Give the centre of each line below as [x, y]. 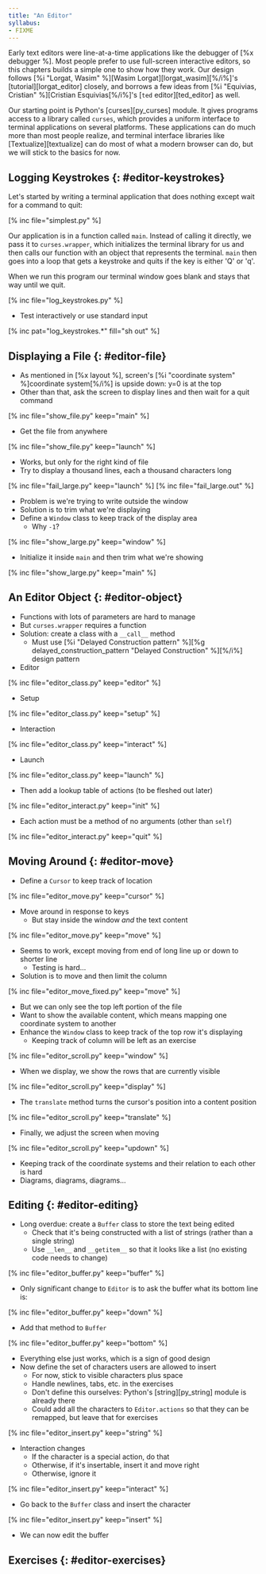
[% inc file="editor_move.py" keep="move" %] [85, 935]
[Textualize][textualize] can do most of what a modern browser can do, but [131, 144]
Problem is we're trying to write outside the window [104, 501]
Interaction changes [52, 1449]
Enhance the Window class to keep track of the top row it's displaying [131, 1032]
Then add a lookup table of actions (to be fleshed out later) [116, 790]
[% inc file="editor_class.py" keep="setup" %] [84, 713]
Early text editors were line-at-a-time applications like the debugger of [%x [131, 53]
